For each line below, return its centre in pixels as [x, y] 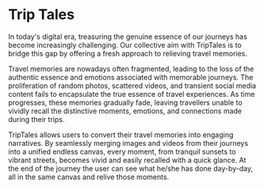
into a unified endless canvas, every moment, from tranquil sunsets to [122, 152]
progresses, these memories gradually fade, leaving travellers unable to [126, 102]
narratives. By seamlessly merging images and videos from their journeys [128, 143]
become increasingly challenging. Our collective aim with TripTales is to [125, 44]
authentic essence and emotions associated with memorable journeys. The [131, 77]
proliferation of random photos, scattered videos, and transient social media [132, 86]
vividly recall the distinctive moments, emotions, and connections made [125, 111]
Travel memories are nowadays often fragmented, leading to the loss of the [131, 68]
